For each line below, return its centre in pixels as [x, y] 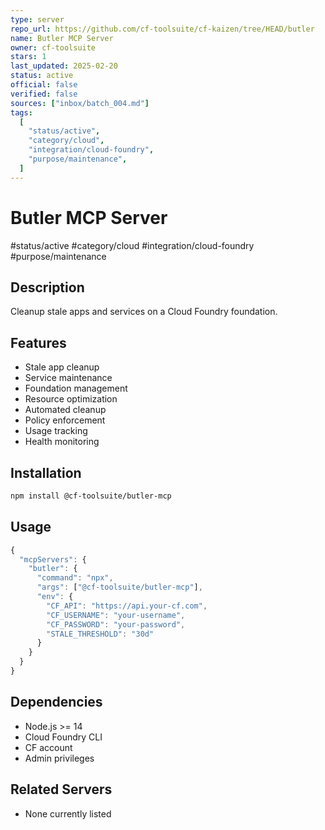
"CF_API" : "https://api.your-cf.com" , [127, 606]
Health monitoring [62, 442]
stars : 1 [28, 57]
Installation [46, 472]
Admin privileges [59, 758]
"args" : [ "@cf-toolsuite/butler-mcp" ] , [119, 587]
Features [38, 342]
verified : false [44, 94]
